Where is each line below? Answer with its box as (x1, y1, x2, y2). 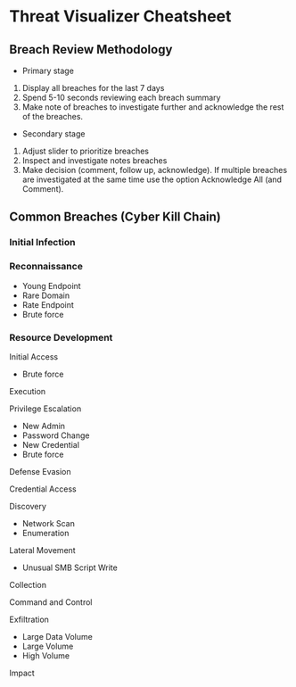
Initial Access (9, 351, 59, 362)
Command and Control (9, 596, 93, 608)
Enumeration (21, 527, 70, 538)
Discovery (9, 501, 47, 511)
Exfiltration (9, 614, 49, 625)
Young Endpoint (21, 280, 82, 291)
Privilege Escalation (9, 403, 82, 414)
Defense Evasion (9, 466, 71, 476)
